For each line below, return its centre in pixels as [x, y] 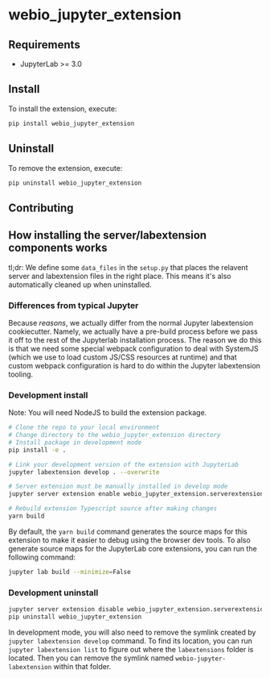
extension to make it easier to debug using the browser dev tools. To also [129, 540]
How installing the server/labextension [108, 235]
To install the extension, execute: [63, 108]
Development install [48, 395]
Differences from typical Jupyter [74, 306]
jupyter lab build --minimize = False [70, 572]
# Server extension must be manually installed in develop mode [118, 487]
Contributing [41, 208]
